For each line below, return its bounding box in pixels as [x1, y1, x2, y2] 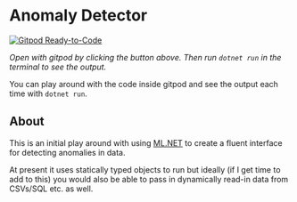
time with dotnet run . [9, 88, 87, 99]
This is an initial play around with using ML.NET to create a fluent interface [9, 137, 283, 148]
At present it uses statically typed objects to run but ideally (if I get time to [9, 164, 281, 174]
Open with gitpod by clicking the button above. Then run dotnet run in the [9, 52, 282, 62]
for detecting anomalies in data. [9, 147, 126, 158]
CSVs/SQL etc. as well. [9, 183, 94, 194]
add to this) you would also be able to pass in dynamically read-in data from [9, 174, 289, 184]
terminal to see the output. [9, 61, 107, 72]
